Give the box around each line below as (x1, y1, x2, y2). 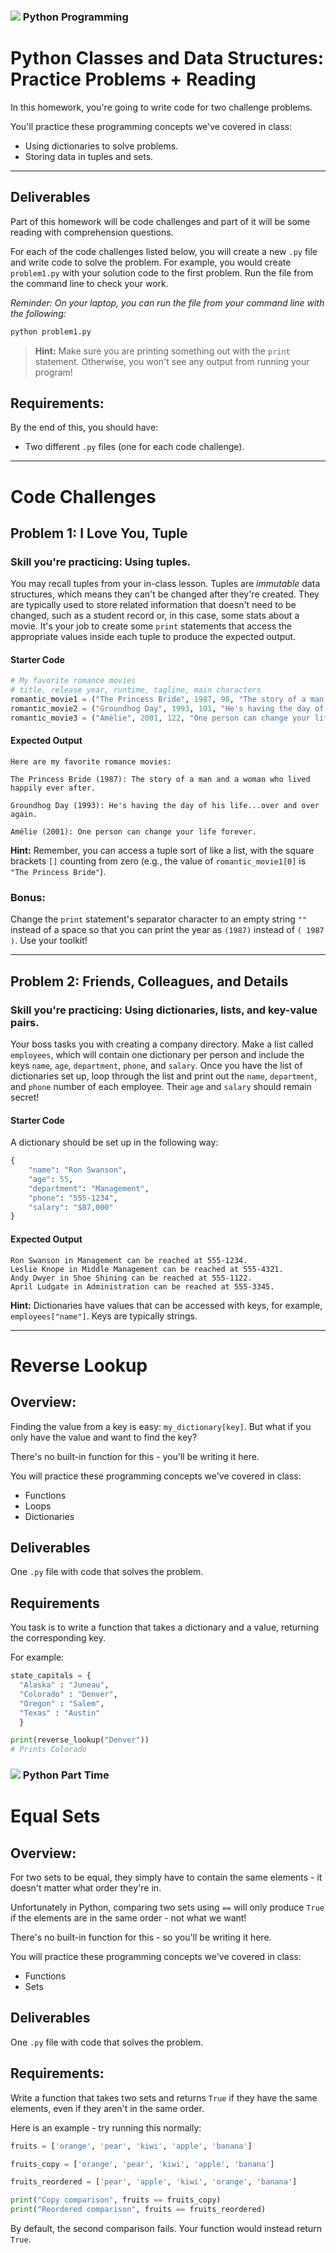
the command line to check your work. (10, 277, 169, 289)
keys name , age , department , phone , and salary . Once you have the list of (10, 1060, 303, 1071)
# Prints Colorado (10, 1745, 87, 1755)
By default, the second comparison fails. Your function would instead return (10, 2223, 322, 2235)
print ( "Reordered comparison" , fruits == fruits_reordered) (10, 2205, 267, 2215)
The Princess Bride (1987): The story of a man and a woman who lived (10, 775, 311, 785)
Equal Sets (10, 1805, 101, 1828)
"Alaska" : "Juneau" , (19, 1680, 110, 1690)
